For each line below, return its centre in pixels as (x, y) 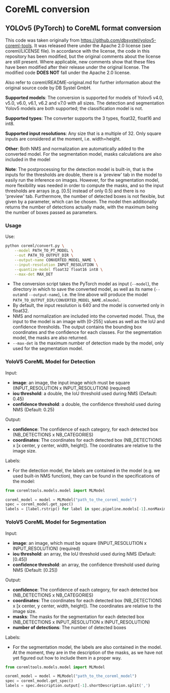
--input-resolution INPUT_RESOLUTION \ (56, 265)
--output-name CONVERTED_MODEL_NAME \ (55, 260)
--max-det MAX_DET (34, 274)
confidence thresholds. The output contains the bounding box (77, 327)
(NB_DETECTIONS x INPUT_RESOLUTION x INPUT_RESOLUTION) (81, 622)
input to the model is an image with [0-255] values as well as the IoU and (89, 322)
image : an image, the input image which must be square (71, 383)
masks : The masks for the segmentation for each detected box (78, 616)
